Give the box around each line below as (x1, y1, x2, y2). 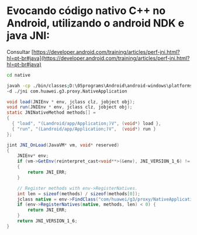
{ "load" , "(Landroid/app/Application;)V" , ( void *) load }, (12, 121, 161, 127)
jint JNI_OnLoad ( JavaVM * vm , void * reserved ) (6, 142, 119, 148)
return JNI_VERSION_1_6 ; (17, 218, 78, 224)
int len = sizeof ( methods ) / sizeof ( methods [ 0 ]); (17, 190, 141, 197)
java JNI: (6, 29, 50, 42)
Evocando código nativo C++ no (6, 4, 166, 18)
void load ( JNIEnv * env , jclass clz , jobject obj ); (6, 98, 135, 105)
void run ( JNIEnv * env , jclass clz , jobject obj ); (6, 104, 133, 110)
